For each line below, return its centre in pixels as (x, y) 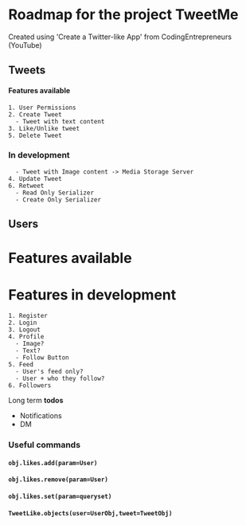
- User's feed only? (49, 372)
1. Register (28, 316)
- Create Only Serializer (59, 200)
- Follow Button (42, 358)
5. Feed (21, 365)
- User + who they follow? (60, 379)
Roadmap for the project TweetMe (123, 15)
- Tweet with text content (60, 121)
